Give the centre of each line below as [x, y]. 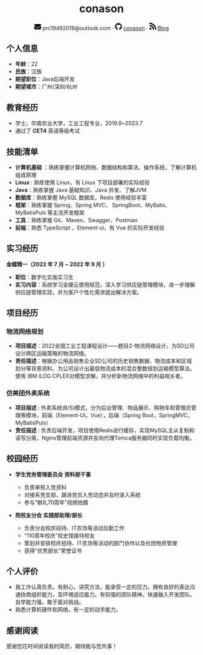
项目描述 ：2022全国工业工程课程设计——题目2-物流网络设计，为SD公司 [105, 346]
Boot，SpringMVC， [167, 415]
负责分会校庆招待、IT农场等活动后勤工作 [74, 528]
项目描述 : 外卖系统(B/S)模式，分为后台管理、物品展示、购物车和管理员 [103, 407]
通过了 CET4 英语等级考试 [47, 131]
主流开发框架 [68, 212]
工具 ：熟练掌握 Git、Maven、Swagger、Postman [76, 220]
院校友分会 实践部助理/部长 [49, 515]
